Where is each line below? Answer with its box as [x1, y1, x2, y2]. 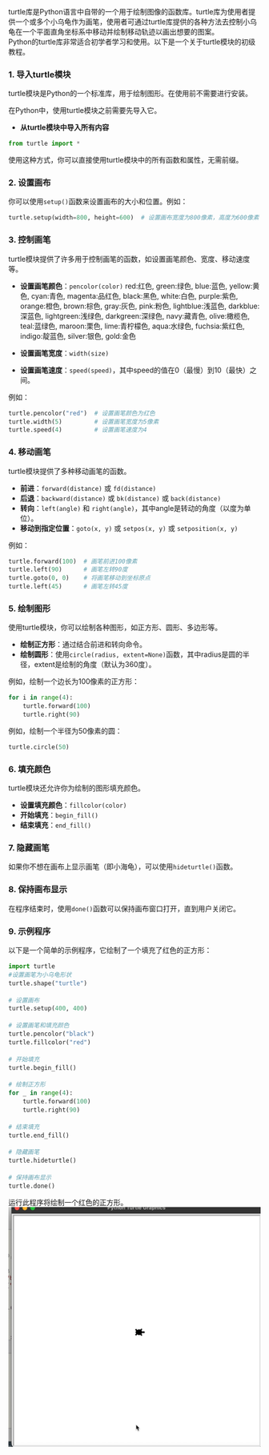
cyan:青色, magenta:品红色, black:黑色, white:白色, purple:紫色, [30, 291, 239, 300]
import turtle [8, 963, 56, 971]
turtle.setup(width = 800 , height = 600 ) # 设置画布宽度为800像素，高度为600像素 [8, 214, 259, 222]
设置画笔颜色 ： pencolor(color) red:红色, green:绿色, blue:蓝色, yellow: [19, 281, 253, 291]
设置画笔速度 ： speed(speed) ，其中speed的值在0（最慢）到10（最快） [19, 365, 250, 375]
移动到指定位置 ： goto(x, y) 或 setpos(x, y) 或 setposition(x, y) [19, 523, 239, 533]
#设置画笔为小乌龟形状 [8, 971, 72, 979]
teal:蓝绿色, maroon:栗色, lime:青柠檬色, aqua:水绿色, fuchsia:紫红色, [19, 321, 246, 331]
